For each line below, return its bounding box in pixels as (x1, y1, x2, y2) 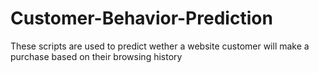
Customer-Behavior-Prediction (10, 7, 273, 30)
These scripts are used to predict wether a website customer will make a (10, 40, 310, 52)
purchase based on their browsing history (10, 50, 183, 62)
